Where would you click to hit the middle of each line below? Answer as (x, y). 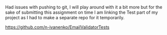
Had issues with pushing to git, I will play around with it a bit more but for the (84, 7)
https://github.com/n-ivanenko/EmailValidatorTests (57, 27)
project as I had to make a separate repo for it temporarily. (65, 17)
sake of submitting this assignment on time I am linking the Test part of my (82, 12)
